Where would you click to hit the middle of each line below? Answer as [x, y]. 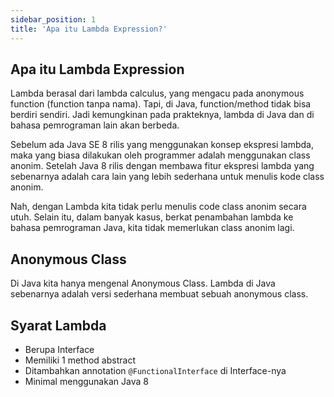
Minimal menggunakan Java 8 [86, 381]
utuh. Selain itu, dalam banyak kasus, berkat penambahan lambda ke [152, 217]
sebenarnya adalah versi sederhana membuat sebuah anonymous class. [159, 294]
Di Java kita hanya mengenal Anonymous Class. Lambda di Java [143, 283]
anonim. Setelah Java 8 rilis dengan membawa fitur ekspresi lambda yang [162, 166]
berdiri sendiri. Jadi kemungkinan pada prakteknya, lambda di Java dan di [162, 115]
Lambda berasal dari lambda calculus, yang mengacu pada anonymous [157, 93]
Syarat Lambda [58, 325]
